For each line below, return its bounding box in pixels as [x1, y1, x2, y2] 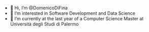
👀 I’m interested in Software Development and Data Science [10, 10, 136, 16]
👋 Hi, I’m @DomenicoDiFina [10, 5, 68, 11]
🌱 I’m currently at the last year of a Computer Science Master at [10, 16, 144, 21]
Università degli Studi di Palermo [10, 21, 79, 27]
